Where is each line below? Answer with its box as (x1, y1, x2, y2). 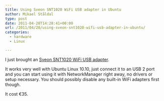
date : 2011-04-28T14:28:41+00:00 (5, 20, 73, 26)
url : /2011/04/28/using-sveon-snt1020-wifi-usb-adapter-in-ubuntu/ (5, 25, 146, 30)
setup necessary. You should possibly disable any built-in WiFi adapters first (5, 76, 159, 82)
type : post (5, 16, 27, 21)
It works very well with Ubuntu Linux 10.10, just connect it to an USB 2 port (5, 66, 155, 72)
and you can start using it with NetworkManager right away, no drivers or (5, 71, 153, 77)
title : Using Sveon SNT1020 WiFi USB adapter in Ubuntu (5, 7, 121, 12)
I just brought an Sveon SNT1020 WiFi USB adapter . (5, 57, 109, 62)
